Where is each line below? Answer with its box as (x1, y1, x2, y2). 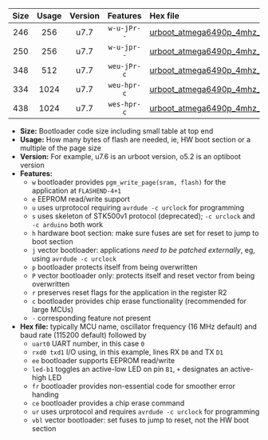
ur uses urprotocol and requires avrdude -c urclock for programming (31, 407, 260, 416)
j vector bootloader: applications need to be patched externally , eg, (31, 246, 255, 254)
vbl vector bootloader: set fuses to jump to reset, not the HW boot (31, 415, 250, 425)
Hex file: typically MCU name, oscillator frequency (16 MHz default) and (19, 322, 258, 331)
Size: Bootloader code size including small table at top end (19, 126, 214, 135)
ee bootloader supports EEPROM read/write (31, 356, 175, 365)
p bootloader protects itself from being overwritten (31, 262, 198, 271)
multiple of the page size (19, 143, 102, 153)
